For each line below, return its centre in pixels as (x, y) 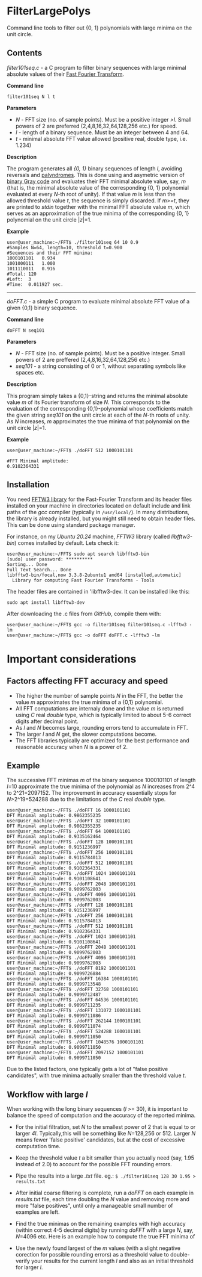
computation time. (38, 1146)
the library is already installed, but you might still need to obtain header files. (101, 518)
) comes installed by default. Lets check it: (67, 542)
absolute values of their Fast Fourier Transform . (66, 74)
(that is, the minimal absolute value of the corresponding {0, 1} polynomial (98, 187)
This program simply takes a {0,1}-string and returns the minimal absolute (97, 396)
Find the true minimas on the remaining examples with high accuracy (100, 1224)
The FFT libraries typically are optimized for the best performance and (102, 740)
